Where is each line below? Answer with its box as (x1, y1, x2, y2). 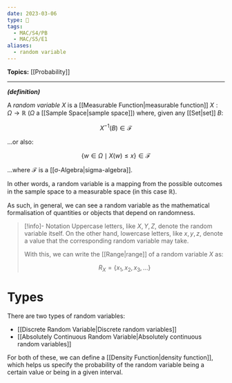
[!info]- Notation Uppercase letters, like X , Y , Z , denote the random (23, 222, 213, 230)
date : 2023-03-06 (7, 10, 57, 17)
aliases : (7, 42, 32, 49)
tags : (7, 23, 23, 30)
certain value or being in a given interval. (7, 368, 123, 377)
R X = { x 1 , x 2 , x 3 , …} (98, 263, 151, 273)
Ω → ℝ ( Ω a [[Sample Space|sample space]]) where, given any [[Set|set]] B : (7, 109, 224, 117)
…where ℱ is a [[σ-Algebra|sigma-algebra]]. (7, 165, 133, 174)
